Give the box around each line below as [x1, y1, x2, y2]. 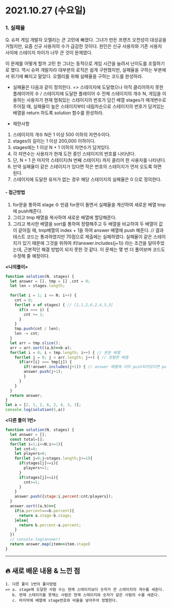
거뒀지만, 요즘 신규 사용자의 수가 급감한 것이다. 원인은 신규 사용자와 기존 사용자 [5, 43, 162, 49]
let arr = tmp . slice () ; [10, 340, 60, 346]
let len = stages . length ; [10, 283, 66, 288]
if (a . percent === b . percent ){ [14, 508, 74, 513]
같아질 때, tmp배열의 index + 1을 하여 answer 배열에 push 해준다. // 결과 [18, 227, 164, 233]
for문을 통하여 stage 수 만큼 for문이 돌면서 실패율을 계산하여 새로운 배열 [12, 201, 157, 207]
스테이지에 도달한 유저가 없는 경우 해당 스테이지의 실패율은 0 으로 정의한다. [12, 176, 162, 182]
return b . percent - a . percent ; [18, 522, 81, 528]
